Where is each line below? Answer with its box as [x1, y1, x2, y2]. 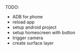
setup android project [12, 24, 57, 30]
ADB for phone [12, 14, 43, 19]
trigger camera [12, 35, 43, 41]
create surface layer [12, 40, 54, 46]
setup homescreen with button [12, 30, 76, 35]
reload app [12, 19, 35, 25]
